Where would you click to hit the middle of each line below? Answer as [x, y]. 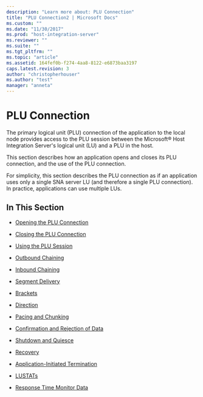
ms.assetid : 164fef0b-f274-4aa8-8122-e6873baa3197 [72, 63]
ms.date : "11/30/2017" [35, 29]
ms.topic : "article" [33, 57]
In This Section [35, 208]
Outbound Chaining [40, 258]
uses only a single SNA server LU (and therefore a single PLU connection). [100, 182]
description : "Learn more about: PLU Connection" [71, 12]
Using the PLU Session [44, 246]
